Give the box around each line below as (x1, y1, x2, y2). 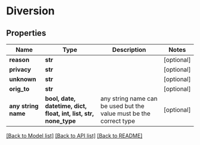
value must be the (100, 109, 151, 118)
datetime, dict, (45, 102, 87, 110)
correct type (100, 117, 135, 125)
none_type (45, 117, 76, 125)
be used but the (100, 102, 145, 110)
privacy (9, 66, 32, 73)
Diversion (6, 4, 55, 18)
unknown (9, 75, 37, 83)
